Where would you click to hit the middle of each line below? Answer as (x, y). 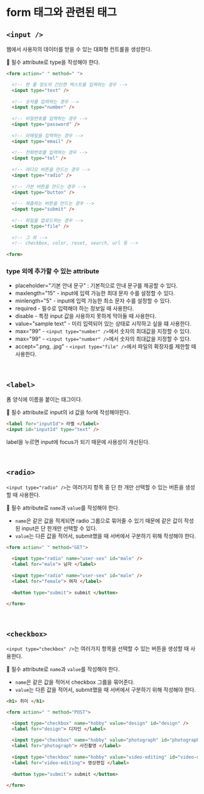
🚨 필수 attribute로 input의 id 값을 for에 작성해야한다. (68, 412)
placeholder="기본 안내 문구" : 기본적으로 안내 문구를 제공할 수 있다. (96, 286)
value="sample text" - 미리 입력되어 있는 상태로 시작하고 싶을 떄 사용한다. (103, 324)
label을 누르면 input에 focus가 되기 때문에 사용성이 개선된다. (78, 441)
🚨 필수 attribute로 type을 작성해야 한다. (53, 62)
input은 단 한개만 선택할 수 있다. (59, 528)
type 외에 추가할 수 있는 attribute (53, 271)
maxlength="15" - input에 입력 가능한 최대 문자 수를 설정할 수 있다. (95, 293)
